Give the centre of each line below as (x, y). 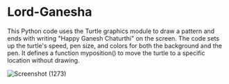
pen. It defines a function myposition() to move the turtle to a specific (106, 53)
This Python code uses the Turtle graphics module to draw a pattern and (111, 31)
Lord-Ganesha (50, 12)
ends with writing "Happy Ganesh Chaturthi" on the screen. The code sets (113, 38)
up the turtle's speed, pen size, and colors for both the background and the (114, 45)
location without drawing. (43, 60)
